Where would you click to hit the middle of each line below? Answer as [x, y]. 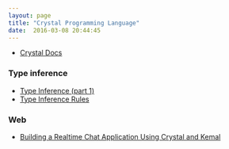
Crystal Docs [41, 53]
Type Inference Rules [54, 99]
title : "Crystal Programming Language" [74, 23]
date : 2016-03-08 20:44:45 [55, 30]
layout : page [30, 15]
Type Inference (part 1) [57, 90]
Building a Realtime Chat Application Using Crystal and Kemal [120, 136]
